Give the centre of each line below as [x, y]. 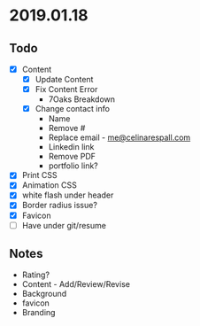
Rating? [36, 275]
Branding [38, 313]
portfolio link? [73, 166]
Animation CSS [49, 185]
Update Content [64, 80]
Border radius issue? [59, 206]
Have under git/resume [64, 225]
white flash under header [68, 195]
